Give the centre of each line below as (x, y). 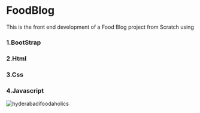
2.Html (16, 59)
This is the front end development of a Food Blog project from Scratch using (100, 27)
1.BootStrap (24, 42)
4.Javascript (25, 90)
